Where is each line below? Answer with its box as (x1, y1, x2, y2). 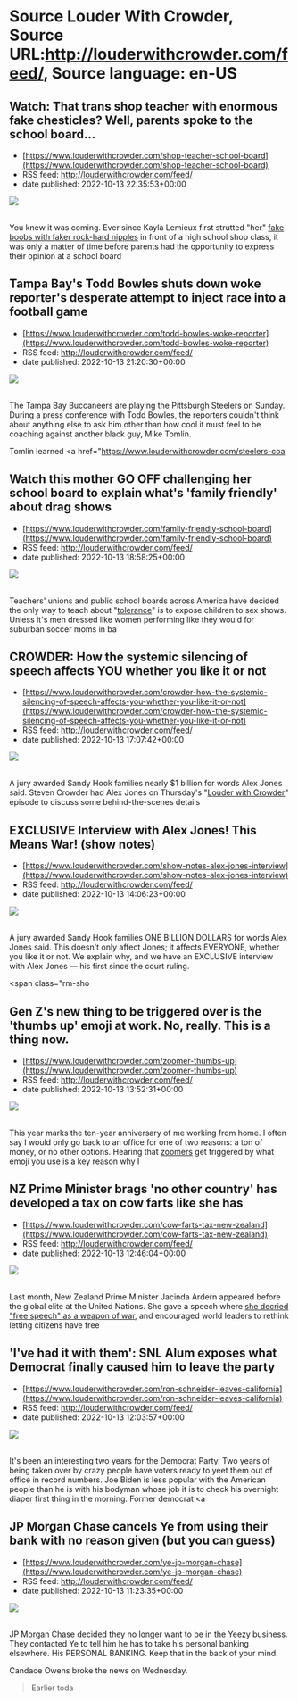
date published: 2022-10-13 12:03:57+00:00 (21, 1412, 186, 1423)
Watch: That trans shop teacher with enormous (9, 98, 278, 113)
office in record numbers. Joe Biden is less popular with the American (9, 1474, 266, 1485)
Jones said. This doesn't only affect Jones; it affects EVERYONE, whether (9, 942, 280, 952)
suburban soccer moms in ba (9, 623, 118, 635)
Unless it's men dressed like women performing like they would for (9, 614, 255, 625)
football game (9, 304, 88, 319)
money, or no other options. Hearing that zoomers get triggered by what (9, 1147, 275, 1158)
